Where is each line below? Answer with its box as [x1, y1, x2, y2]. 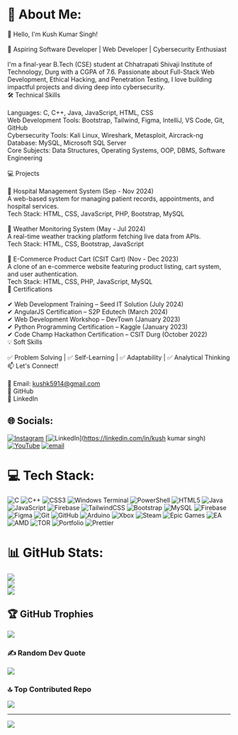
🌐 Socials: [7, 415, 54, 427]
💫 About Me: [7, 6, 82, 23]
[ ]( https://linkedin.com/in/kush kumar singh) [45, 433, 206, 442]
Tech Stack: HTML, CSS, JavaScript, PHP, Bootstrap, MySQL [7, 209, 185, 218]
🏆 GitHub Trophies [7, 608, 94, 620]
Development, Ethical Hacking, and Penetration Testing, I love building [7, 74, 212, 84]
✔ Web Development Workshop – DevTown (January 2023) [7, 315, 181, 324]
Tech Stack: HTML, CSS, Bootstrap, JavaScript [7, 239, 144, 248]
